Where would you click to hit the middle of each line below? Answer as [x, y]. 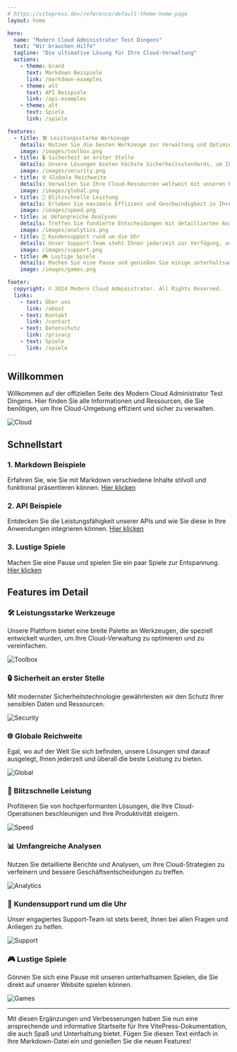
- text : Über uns [45, 302]
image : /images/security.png [63, 171]
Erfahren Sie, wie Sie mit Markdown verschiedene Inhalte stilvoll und [107, 480]
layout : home [26, 21]
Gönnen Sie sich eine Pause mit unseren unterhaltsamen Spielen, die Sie [113, 977]
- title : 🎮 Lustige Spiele [55, 256]
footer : [19, 282]
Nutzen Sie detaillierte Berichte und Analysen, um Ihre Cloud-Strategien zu [116, 864]
